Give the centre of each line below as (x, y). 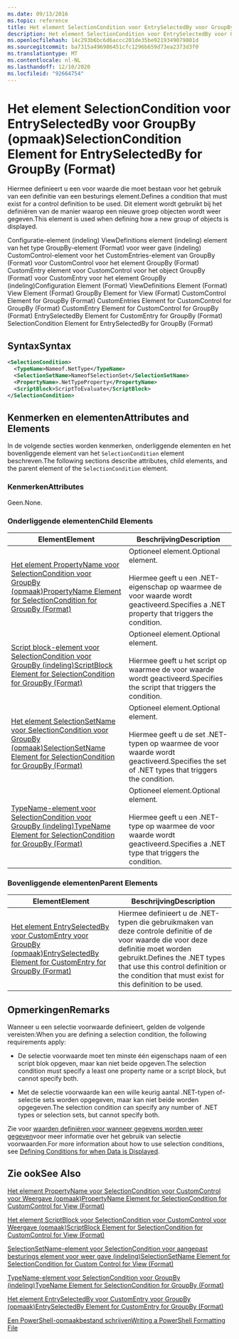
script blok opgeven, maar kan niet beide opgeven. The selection (112, 1064)
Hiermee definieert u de (158, 914)
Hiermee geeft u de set (167, 734)
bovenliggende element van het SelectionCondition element (96, 453)
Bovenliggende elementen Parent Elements (83, 883)
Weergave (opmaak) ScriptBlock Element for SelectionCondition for (105, 1227)
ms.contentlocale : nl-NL (44, 60)
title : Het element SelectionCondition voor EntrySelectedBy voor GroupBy (121, 27)
